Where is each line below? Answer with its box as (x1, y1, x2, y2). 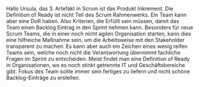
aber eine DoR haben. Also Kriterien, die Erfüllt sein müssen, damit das (6, 18, 179, 24)
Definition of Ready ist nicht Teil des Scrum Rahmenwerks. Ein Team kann (6, 11, 187, 18)
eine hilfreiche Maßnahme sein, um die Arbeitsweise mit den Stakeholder (6, 37, 185, 43)
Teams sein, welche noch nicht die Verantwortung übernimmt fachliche (6, 49, 181, 56)
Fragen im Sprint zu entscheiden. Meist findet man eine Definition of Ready (6, 56, 190, 62)
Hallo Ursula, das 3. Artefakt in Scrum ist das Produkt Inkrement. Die (6, 5, 173, 12)
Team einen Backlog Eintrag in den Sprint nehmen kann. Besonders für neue (6, 24, 194, 31)
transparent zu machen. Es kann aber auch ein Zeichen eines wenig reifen (6, 43, 188, 50)
